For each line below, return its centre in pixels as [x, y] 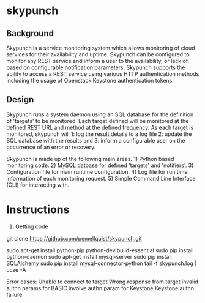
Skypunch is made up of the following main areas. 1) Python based [90, 159]
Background [30, 33]
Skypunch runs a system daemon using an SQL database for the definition [100, 114]
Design [20, 99]
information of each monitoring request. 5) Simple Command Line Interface [101, 178]
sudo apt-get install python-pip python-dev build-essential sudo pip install [100, 250]
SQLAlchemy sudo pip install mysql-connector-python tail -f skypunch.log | [102, 263]
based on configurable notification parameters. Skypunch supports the [96, 67]
